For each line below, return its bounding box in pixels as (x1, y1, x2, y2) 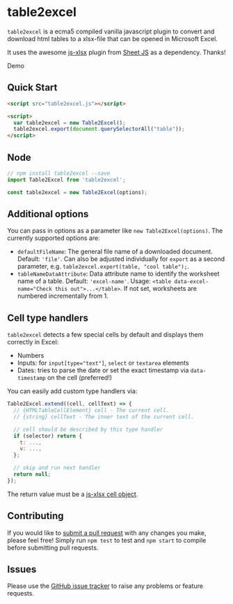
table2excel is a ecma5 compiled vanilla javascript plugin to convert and (7, 27, 215, 35)
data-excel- (174, 278, 209, 285)
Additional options (7, 208, 89, 220)
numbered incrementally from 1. (17, 292, 109, 300)
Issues (7, 564, 37, 575)
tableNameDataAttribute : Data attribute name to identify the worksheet (17, 269, 220, 278)
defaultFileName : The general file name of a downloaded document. (17, 248, 214, 256)
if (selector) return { (13, 432, 82, 439)
